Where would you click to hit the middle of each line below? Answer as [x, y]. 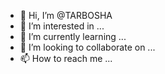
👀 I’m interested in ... [62, 26]
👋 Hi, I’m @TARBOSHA [66, 15]
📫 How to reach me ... [66, 58]
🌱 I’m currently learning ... [73, 36]
